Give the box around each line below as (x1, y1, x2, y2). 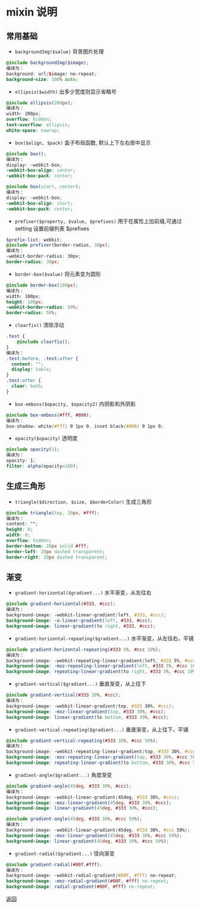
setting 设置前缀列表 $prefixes (14, 224, 89, 232)
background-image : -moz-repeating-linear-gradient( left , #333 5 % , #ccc (6, 663, 187, 669)
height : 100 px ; (6, 299, 44, 305)
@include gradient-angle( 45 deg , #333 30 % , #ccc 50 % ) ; (6, 816, 143, 822)
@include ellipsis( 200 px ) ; (6, 99, 73, 106)
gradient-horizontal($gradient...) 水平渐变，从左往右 (14, 589, 152, 596)
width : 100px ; (6, 293, 42, 299)
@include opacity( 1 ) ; (6, 447, 60, 453)
